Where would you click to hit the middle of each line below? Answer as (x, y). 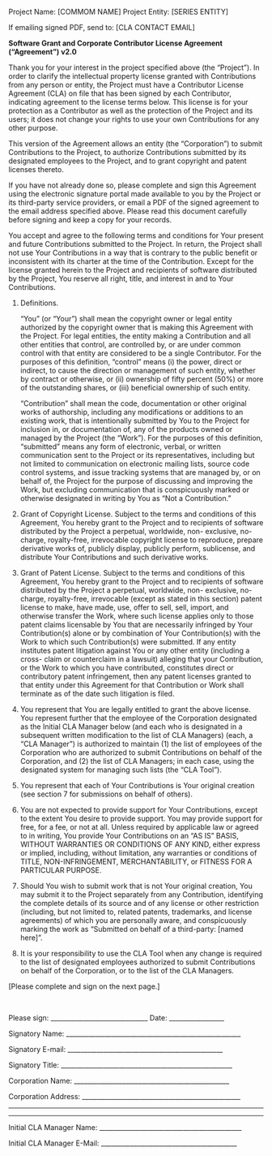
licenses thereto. (36, 169)
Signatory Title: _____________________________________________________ (121, 1065)
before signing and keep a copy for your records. (90, 220)
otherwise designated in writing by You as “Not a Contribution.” (125, 498)
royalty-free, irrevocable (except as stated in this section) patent (155, 599)
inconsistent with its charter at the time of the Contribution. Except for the (131, 261)
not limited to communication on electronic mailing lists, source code (135, 464)
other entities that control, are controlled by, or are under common (130, 345)
